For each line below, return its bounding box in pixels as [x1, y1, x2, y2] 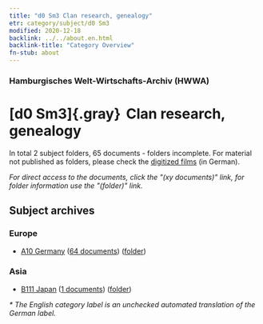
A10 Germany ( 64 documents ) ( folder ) [20, 246, 146, 256]
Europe [9, 228, 38, 239]
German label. [9, 308, 57, 318]
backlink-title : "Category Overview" [9, 42, 135, 50]
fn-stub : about [9, 49, 60, 57]
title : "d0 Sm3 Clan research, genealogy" [9, 11, 153, 20]
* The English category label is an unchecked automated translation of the [9, 299, 256, 309]
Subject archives [9, 204, 95, 218]
